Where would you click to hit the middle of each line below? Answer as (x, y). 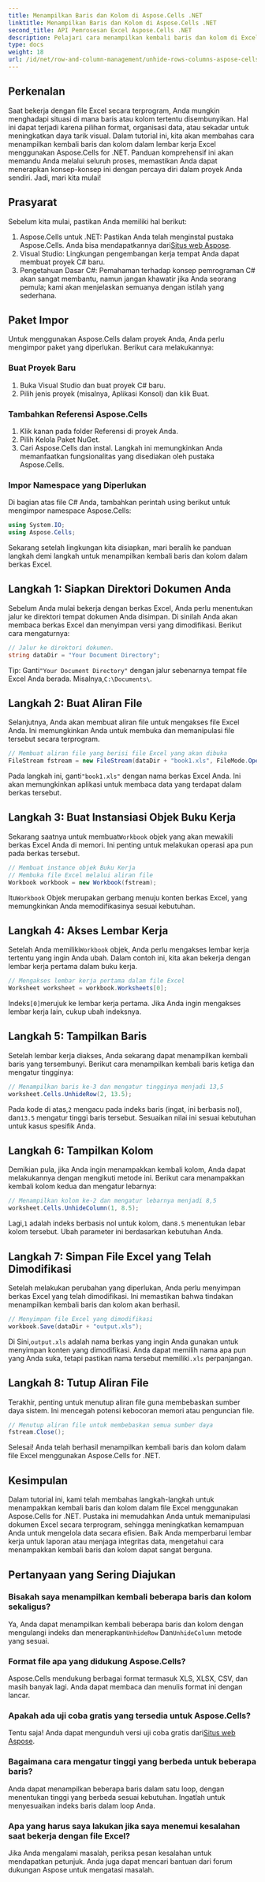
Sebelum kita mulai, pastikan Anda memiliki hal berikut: (97, 221)
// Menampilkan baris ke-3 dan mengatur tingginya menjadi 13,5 (116, 1087)
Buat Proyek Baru (42, 368)
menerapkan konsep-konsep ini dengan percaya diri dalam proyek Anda (125, 169)
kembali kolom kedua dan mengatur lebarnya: (82, 1186)
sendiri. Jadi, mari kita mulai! (54, 178)
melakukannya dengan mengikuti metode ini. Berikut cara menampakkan (126, 1178)
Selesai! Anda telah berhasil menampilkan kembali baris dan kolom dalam (127, 1447)
